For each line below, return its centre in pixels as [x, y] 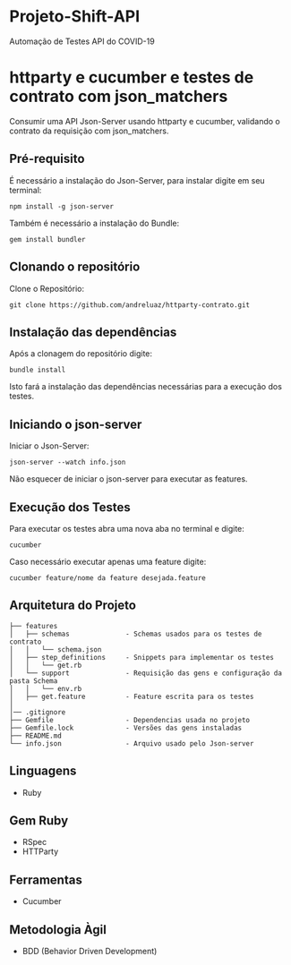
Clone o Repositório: [47, 288]
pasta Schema [34, 681]
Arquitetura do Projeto [73, 606]
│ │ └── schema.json [56, 649]
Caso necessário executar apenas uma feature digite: [108, 561]
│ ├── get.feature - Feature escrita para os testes [132, 696]
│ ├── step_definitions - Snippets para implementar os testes [142, 657]
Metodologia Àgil [58, 930]
